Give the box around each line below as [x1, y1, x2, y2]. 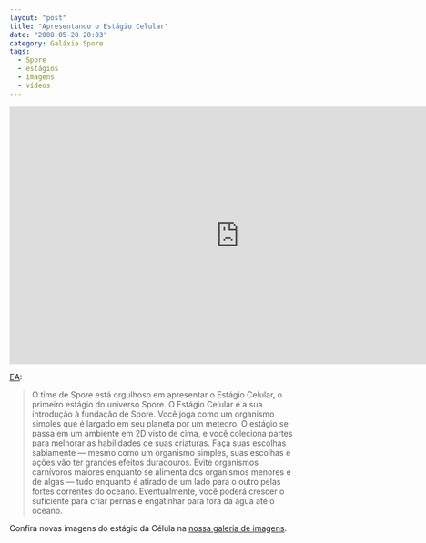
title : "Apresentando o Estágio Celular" [9, 22, 169, 31]
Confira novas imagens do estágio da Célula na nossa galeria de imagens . [9, 522, 288, 533]
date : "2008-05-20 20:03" [9, 30, 107, 39]
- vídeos [17, 81, 51, 90]
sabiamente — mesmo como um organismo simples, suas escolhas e [31, 447, 291, 458]
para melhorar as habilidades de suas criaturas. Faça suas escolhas [31, 437, 287, 448]
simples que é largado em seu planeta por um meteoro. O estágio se [31, 417, 289, 428]
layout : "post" [9, 13, 67, 23]
